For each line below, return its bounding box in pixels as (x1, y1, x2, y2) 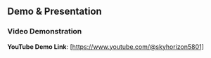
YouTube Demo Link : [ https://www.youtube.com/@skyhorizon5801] (7, 42, 204, 51)
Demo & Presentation (7, 6, 102, 17)
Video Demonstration (7, 27, 82, 36)
